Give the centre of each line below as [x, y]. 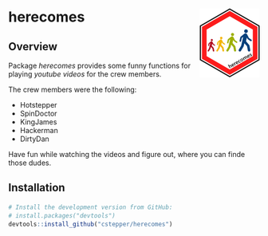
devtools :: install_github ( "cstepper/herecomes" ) [91, 224]
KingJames [38, 122]
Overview [33, 47]
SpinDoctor [38, 113]
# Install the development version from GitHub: [91, 207]
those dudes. [30, 163]
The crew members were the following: [73, 89]
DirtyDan [34, 139]
